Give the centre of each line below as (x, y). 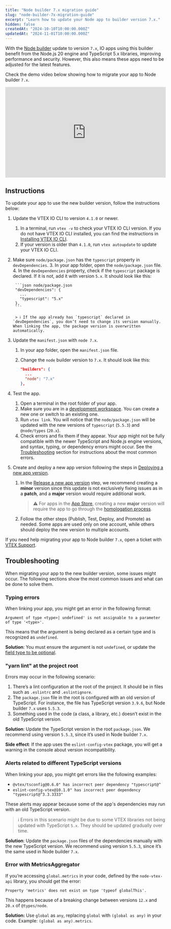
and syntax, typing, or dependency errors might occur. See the (86, 447)
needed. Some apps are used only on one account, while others (87, 524)
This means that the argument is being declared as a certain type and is (81, 631)
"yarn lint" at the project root (42, 666)
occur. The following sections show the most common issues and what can (84, 579)
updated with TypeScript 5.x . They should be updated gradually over (90, 825)
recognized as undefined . (32, 637)
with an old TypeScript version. (38, 809)
